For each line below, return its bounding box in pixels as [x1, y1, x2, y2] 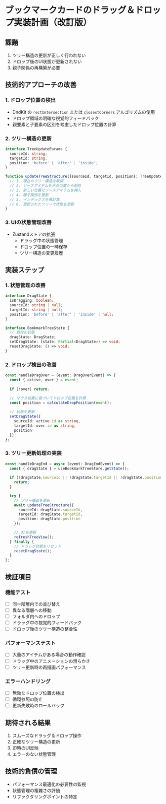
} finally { [9, 539, 35, 544]
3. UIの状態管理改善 [5, 219, 52, 226]
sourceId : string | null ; [9, 303, 63, 308]
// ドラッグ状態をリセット [14, 544, 61, 549]
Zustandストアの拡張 [12, 231, 55, 237]
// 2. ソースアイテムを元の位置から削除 [9, 183, 82, 189]
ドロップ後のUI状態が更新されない [12, 59, 82, 65]
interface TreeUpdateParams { [5, 146, 68, 151]
